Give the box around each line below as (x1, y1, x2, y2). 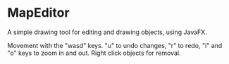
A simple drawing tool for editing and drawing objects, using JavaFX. (7, 28, 208, 36)
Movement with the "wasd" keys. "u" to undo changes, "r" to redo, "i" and (7, 41, 223, 49)
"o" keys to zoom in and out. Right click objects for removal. (7, 49, 181, 57)
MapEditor (7, 5, 70, 21)
